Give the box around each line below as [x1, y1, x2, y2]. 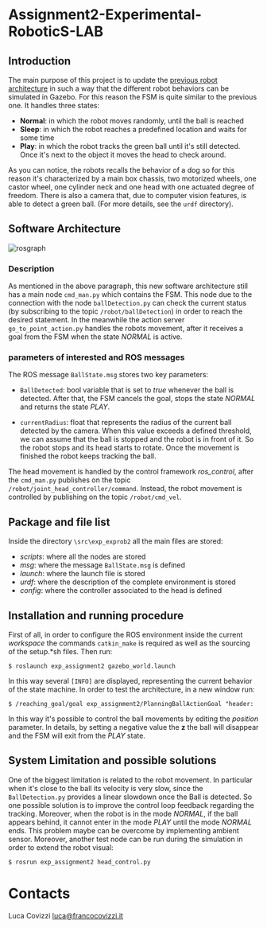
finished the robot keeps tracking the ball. [19, 451, 157, 461]
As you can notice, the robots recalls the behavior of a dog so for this [8, 166, 235, 174]
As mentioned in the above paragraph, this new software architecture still [8, 281, 249, 291]
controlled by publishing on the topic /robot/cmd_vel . [8, 492, 182, 502]
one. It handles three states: [8, 101, 100, 110]
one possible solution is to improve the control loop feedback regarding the [8, 800, 254, 809]
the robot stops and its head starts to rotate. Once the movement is [19, 443, 240, 453]
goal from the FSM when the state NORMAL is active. [8, 332, 183, 341]
